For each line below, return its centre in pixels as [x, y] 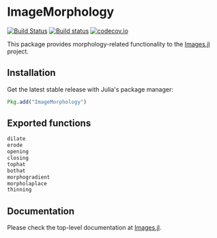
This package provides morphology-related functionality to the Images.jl [108, 44]
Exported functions [49, 123]
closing [18, 158]
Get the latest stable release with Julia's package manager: [90, 89]
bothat [16, 171]
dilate [16, 139]
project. [18, 51]
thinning [19, 190]
